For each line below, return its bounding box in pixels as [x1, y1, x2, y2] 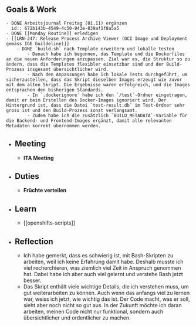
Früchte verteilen [23, 187, 66, 194]
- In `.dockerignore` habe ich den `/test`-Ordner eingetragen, [27, 92, 188, 98]
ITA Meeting [23, 154, 54, 161]
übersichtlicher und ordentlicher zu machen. [23, 314, 131, 321]
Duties [14, 171, 39, 181]
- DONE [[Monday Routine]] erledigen [6, 30, 99, 36]
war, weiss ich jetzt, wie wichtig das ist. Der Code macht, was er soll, [23, 296, 190, 303]
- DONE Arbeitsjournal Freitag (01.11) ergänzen [6, 20, 127, 26]
